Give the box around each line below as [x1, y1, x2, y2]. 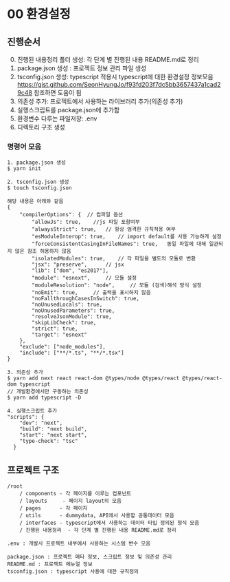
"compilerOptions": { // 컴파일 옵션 [19, 211, 124, 218]
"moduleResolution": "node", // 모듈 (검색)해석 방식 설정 [32, 282, 203, 289]
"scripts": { [7, 414, 45, 421]
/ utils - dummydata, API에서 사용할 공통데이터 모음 [19, 512, 174, 519]
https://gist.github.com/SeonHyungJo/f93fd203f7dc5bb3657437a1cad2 [16, 81, 221, 88]
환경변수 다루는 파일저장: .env [16, 114, 97, 123]
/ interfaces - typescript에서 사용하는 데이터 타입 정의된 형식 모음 [19, 519, 200, 527]
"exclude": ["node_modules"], [19, 344, 106, 351]
